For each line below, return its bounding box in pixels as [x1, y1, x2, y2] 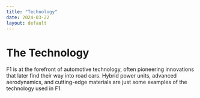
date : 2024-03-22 [6, 14, 50, 20]
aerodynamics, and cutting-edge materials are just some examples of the [6, 79, 187, 86]
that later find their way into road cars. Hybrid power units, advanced [6, 72, 177, 79]
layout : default [6, 20, 47, 26]
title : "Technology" [6, 8, 58, 15]
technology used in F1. [6, 85, 62, 92]
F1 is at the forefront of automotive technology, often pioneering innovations [6, 66, 194, 73]
